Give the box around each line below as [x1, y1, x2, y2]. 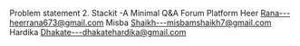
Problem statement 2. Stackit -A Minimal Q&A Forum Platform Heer [9, 8, 259, 18]
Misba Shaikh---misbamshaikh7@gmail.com [105, 17, 272, 28]
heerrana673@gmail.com [9, 17, 104, 28]
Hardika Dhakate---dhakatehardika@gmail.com [9, 27, 187, 37]
